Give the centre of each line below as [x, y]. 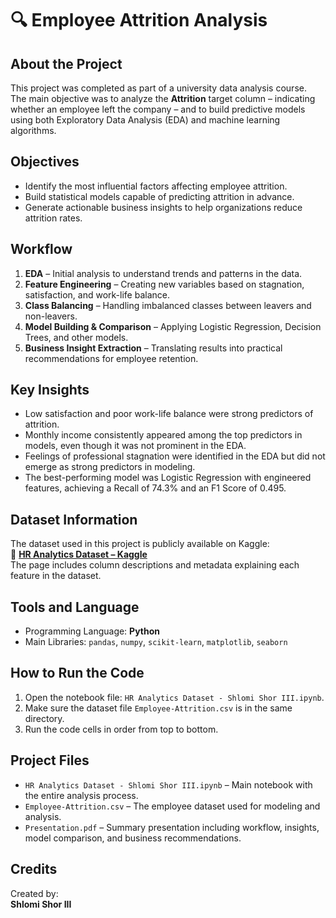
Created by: [34, 893]
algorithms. [33, 130]
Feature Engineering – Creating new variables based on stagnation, [164, 284]
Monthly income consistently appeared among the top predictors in [163, 435]
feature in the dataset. [56, 576]
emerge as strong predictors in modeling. [110, 467]
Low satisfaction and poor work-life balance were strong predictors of [169, 414]
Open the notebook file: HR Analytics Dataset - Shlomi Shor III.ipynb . [174, 697]
